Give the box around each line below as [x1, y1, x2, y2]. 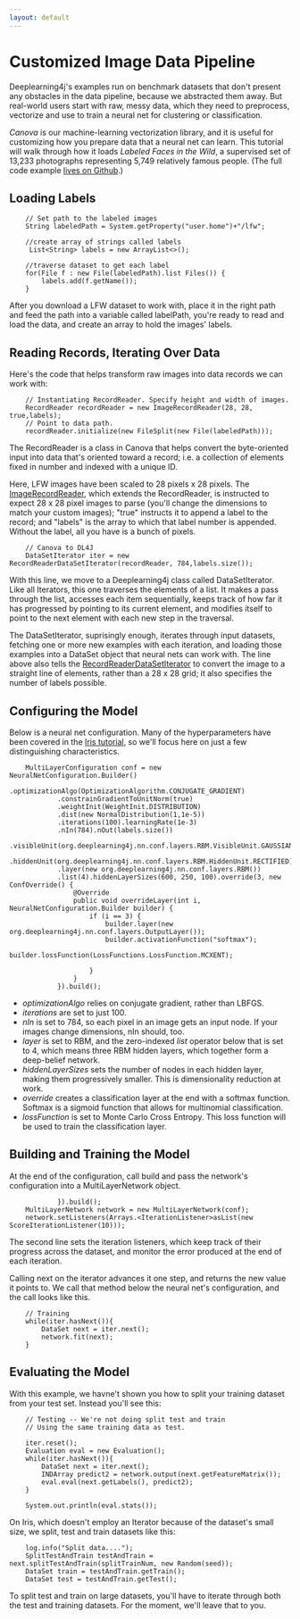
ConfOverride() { [9, 880, 74, 889]
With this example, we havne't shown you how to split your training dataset [9, 1388, 285, 1398]
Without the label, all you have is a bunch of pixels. [9, 526, 196, 537]
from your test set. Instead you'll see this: [9, 1398, 162, 1408]
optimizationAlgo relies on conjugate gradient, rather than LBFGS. [21, 997, 265, 1008]
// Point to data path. [25, 419, 114, 429]
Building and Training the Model [9, 1147, 190, 1162]
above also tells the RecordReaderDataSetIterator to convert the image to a [9, 658, 286, 670]
